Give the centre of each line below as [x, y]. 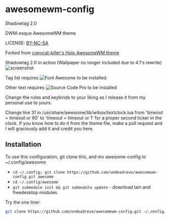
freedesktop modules [35, 192]
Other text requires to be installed [61, 87]
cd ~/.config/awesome [35, 182]
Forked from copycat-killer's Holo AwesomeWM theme [62, 53]
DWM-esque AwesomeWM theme [40, 33]
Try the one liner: [23, 202]
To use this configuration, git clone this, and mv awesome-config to [76, 157]
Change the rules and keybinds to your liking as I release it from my [75, 97]
